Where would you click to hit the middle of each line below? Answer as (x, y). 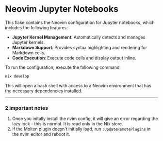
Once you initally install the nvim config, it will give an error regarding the (85, 119)
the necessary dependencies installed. (44, 91)
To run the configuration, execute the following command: (63, 67)
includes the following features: (36, 27)
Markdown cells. (28, 53)
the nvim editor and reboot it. (41, 134)
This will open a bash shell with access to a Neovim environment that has (78, 85)
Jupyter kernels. (28, 42)
